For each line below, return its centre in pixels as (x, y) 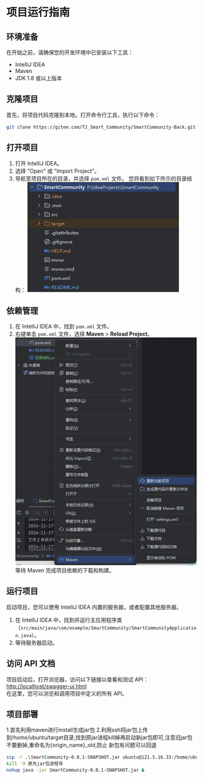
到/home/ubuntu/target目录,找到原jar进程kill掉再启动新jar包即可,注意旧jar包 (99, 738)
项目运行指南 (38, 12)
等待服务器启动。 (36, 643)
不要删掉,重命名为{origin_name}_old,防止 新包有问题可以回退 (82, 745)
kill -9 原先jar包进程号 (35, 764)
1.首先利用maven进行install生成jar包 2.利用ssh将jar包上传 (77, 730)
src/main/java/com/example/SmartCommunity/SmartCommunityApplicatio (108, 628)
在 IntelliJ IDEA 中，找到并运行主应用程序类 (69, 620)
